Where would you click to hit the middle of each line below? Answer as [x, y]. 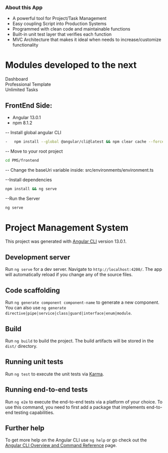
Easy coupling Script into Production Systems [59, 24]
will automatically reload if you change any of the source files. [69, 275]
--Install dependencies [29, 180]
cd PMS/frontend [22, 160]
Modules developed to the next [71, 65]
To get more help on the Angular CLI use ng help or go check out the [76, 440]
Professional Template [28, 85]
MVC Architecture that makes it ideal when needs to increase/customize [87, 40]
